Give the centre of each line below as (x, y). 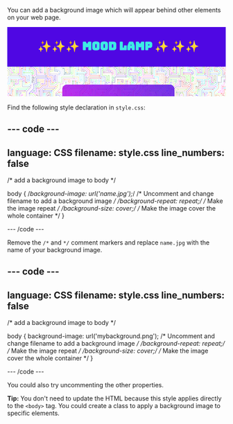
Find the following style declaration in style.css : (76, 107)
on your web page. (34, 17)
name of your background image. (55, 249)
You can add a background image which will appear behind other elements (114, 10)
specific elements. (34, 413)
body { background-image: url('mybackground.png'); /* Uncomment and (111, 336)
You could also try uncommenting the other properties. (86, 385)
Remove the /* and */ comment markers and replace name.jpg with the (109, 242)
